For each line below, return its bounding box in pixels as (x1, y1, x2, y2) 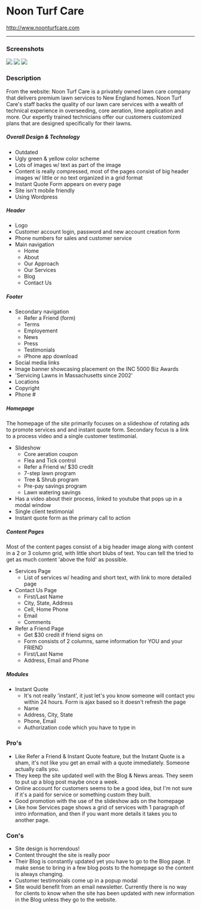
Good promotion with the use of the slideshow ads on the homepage (14, 797, 184, 805)
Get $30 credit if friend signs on (23, 631, 103, 638)
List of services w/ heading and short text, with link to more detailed (23, 574, 191, 581)
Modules (6, 670, 29, 677)
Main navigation (14, 241, 55, 248)
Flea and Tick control (23, 457, 77, 464)
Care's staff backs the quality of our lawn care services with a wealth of (6, 100, 184, 107)
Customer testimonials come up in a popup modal (14, 877, 138, 884)
